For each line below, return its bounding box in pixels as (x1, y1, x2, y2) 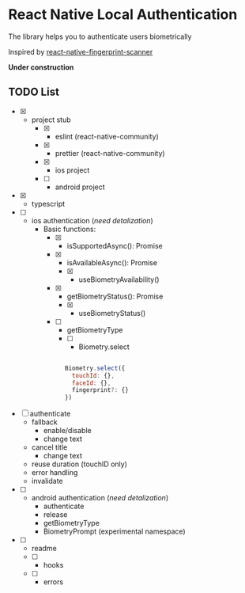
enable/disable (43, 426, 92, 435)
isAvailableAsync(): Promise (66, 257, 158, 267)
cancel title (31, 443, 68, 452)
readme (31, 544, 57, 553)
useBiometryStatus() (78, 308, 146, 317)
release (43, 510, 68, 519)
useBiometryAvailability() (78, 275, 160, 284)
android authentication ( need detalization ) (31, 493, 169, 503)
